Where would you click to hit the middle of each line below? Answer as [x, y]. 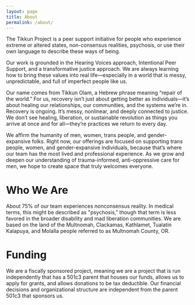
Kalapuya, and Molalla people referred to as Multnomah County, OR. [88, 231]
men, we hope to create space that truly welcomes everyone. [80, 166]
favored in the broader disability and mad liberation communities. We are [93, 219]
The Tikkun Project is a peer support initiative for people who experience [94, 39]
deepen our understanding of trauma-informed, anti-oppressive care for [93, 160]
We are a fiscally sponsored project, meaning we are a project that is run [93, 271]
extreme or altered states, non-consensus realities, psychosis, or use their [95, 45]
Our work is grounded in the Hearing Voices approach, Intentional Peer [91, 63]
